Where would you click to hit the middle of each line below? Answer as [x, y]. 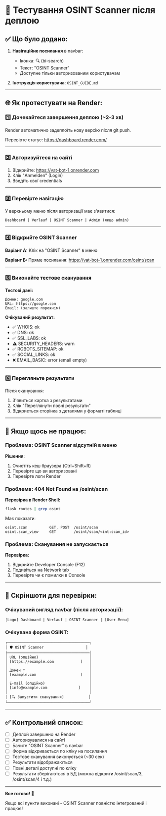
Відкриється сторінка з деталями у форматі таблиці [67, 411]
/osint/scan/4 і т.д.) [32, 779]
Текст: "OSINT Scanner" [45, 68]
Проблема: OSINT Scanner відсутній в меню [61, 445]
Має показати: [21, 519]
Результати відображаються [42, 762]
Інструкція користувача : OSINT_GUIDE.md [55, 83]
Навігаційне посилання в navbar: [48, 51]
